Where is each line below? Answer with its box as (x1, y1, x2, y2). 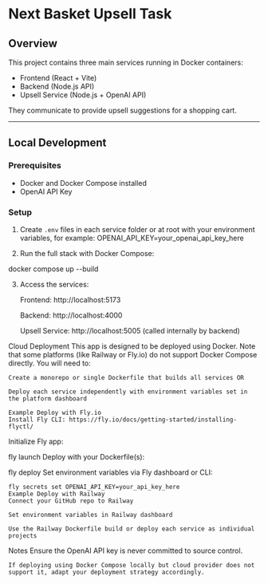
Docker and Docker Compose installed (19, 178, 148, 187)
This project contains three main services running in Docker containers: (8, 57, 243, 67)
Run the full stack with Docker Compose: (19, 248, 155, 258)
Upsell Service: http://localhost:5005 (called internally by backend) (19, 326, 241, 335)
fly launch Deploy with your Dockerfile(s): (8, 452, 145, 461)
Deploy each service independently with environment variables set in (8, 388, 248, 396)
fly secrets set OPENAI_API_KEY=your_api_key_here (8, 483, 180, 491)
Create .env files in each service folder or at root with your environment (19, 224, 255, 234)
